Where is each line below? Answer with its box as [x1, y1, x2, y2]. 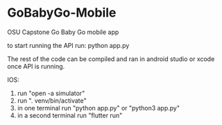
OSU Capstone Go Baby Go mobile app [7, 28, 119, 36]
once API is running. [7, 62, 65, 70]
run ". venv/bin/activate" [17, 96, 87, 105]
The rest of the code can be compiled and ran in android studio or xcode [7, 54, 215, 63]
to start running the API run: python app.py [7, 41, 130, 49]
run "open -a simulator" [17, 89, 85, 97]
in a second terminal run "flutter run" [17, 111, 123, 119]
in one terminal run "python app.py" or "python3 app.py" [17, 103, 180, 112]
